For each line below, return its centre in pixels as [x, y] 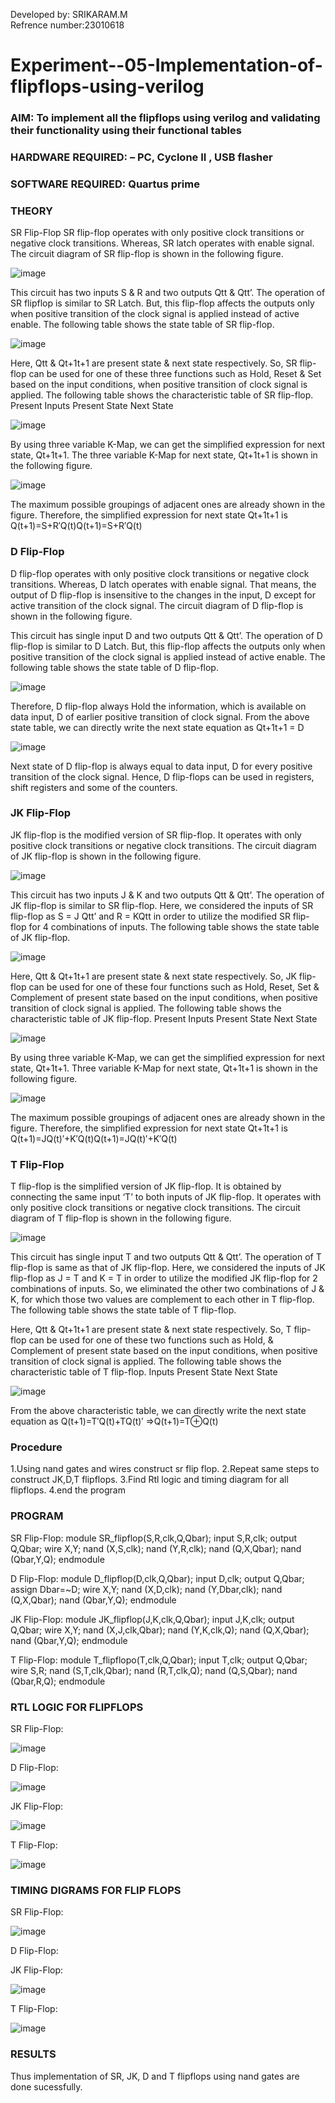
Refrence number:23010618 [67, 25]
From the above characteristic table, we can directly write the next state [158, 1411]
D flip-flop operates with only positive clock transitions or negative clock [160, 573]
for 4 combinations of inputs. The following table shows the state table [174, 926]
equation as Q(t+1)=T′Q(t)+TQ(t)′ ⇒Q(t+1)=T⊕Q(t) [114, 1421]
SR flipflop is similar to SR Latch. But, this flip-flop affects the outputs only [162, 303]
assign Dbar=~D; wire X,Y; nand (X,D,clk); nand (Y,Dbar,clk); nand [146, 1589]
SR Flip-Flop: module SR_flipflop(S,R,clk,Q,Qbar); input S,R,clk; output [154, 1538]
